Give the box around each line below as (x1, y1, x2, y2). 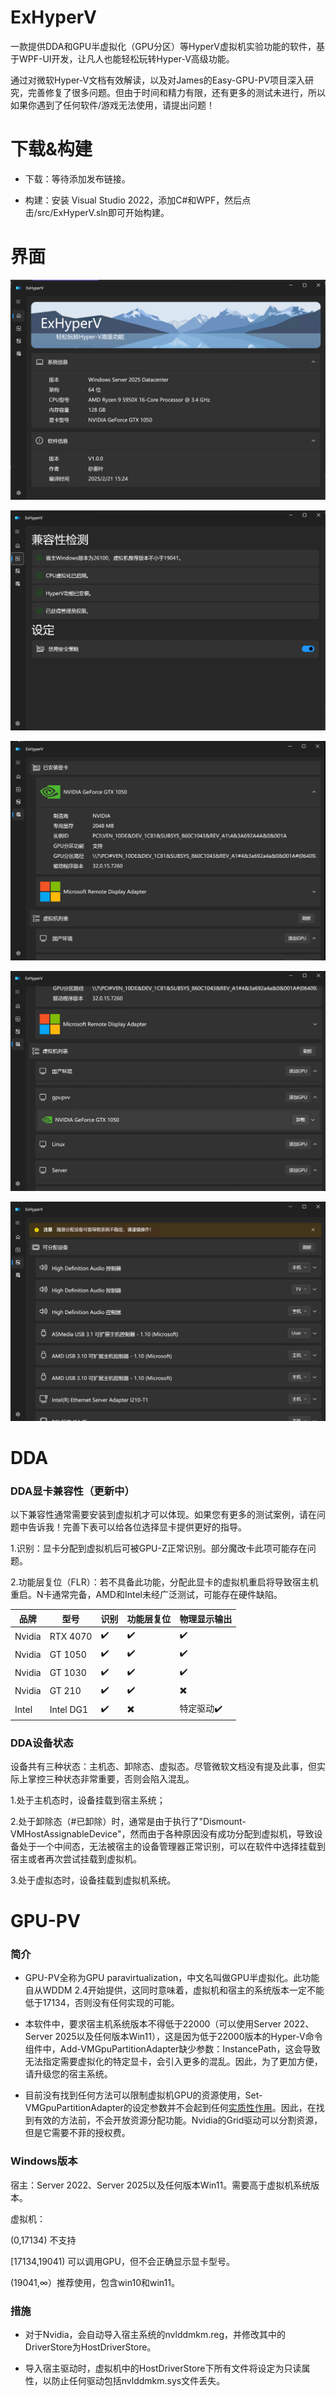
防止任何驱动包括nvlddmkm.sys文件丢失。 (51, 2375, 226, 2387)
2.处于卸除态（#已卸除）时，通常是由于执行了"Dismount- (10, 1815, 247, 1827)
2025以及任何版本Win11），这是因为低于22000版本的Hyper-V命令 (54, 2031, 323, 2043)
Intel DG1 (49, 1704, 89, 1716)
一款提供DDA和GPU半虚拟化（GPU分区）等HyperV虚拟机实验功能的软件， (10, 40, 317, 52)
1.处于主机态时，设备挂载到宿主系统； (10, 1794, 166, 1806)
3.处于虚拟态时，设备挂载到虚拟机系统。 (10, 1874, 177, 1886)
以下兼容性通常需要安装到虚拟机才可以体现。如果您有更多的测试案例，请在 (10, 1509, 317, 1521)
